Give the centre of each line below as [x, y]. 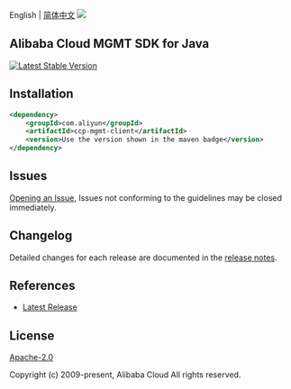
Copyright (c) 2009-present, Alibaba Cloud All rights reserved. [125, 375]
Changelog [41, 235]
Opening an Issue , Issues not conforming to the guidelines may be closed [145, 197]
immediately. [33, 207]
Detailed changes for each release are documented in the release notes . [143, 258]
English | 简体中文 [42, 15]
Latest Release [50, 307]
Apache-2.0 [32, 357]
